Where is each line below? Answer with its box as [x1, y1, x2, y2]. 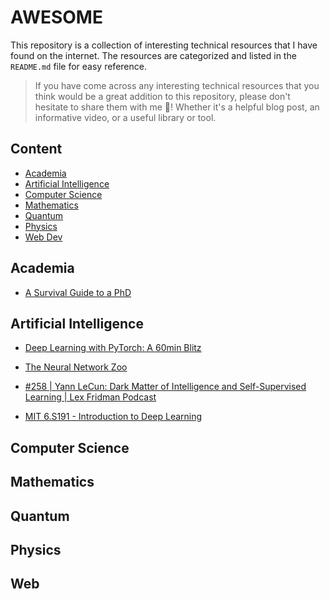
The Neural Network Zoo [24, 361, 128, 373]
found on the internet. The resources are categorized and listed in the [10, 49, 297, 61]
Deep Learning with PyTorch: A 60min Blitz [24, 342, 202, 354]
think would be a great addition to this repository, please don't [34, 90, 291, 102]
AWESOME [10, 6, 103, 29]
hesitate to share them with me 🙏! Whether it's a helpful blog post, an [34, 101, 320, 113]
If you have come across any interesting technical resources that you [34, 79, 320, 91]
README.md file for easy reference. [10, 60, 147, 72]
